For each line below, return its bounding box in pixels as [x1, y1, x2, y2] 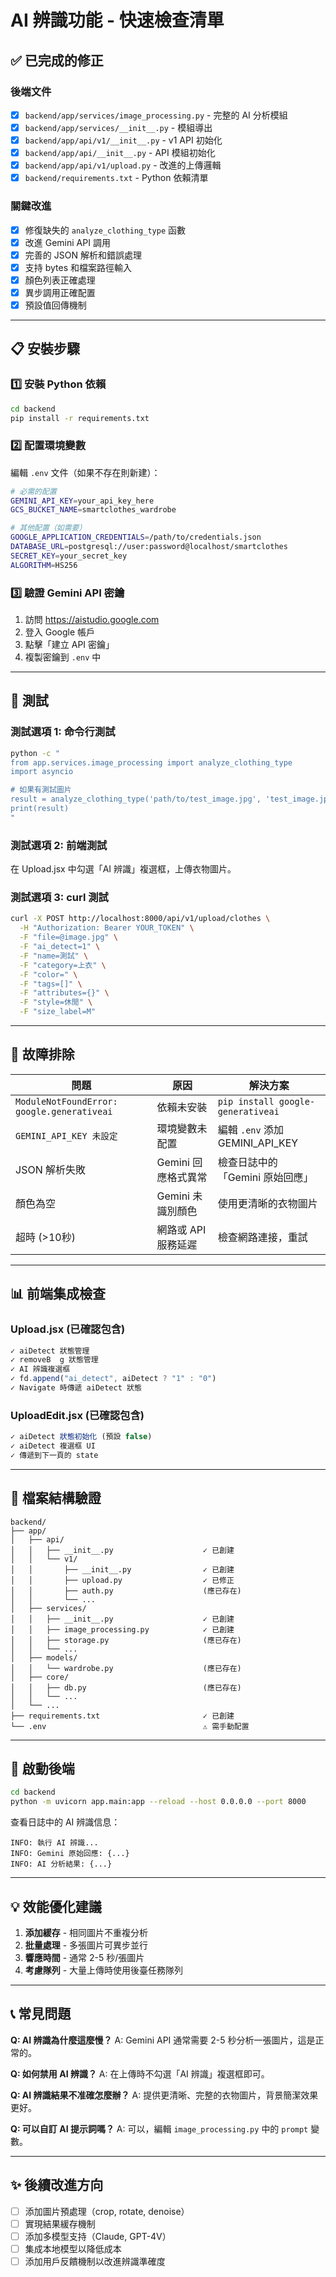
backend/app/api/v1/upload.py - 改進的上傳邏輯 [24, 159, 222, 171]
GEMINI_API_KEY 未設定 [15, 1130, 118, 1141]
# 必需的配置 [10, 486, 57, 496]
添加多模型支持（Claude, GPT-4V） [24, 2230, 172, 2242]
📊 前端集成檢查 [10, 1286, 107, 1303]
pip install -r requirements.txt [10, 413, 150, 423]
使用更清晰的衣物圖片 [217, 1196, 318, 1210]
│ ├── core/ [10, 1672, 70, 1682]
